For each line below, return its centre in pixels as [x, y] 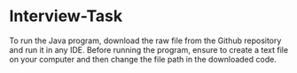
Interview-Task [66, 16]
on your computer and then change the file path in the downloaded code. [143, 59]
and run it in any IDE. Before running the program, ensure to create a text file [149, 49]
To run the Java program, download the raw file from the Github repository [145, 40]
